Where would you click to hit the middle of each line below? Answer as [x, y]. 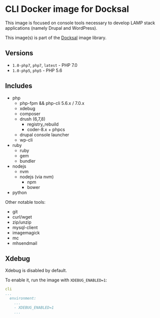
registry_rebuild [43, 124]
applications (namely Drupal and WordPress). [51, 28]
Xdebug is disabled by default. [36, 271]
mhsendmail [25, 243]
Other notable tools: [25, 202]
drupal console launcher [44, 135]
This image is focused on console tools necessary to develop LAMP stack [80, 23]
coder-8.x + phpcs [46, 129]
